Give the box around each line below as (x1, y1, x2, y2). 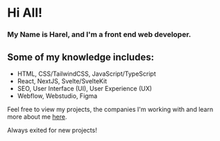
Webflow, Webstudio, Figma (17, 92, 98, 100)
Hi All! (7, 5, 43, 21)
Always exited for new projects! (7, 126, 97, 134)
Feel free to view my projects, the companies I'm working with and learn (7, 105, 214, 113)
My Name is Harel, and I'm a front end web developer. (7, 30, 192, 40)
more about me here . (7, 113, 67, 121)
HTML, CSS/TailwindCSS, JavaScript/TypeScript (17, 69, 156, 78)
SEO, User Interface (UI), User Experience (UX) (17, 84, 153, 92)
